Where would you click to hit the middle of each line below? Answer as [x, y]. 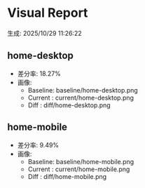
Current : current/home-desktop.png [81, 98]
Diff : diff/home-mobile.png [67, 176]
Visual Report [48, 13]
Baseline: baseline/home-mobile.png [81, 161]
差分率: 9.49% [38, 145]
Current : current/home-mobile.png [79, 169]
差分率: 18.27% [39, 73]
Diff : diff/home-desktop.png [69, 105]
